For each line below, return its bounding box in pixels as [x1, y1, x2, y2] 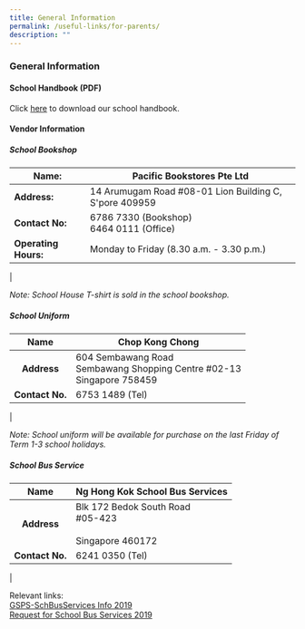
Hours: [14, 248, 44, 261]
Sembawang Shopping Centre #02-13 [75, 363, 242, 375]
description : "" [9, 30, 71, 39]
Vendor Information [9, 123, 85, 134]
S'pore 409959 [89, 197, 156, 209]
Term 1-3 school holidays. [9, 439, 106, 450]
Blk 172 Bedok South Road [75, 500, 191, 513]
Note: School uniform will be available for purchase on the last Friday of [9, 430, 280, 440]
